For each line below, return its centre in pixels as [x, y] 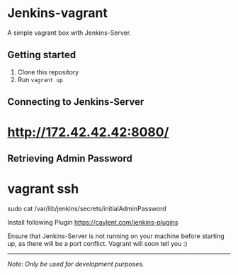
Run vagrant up [40, 79]
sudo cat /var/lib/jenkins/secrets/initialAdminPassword [87, 208]
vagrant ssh [43, 189]
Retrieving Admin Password [70, 158]
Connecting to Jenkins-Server [76, 102]
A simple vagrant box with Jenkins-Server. [69, 33]
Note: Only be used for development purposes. [76, 264]
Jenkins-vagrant [57, 13]
